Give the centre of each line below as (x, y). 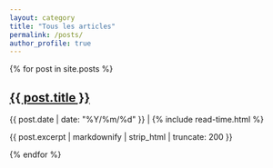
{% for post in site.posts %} (61, 69)
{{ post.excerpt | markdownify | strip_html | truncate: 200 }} (121, 137)
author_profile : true (51, 43)
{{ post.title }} (50, 98)
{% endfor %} (35, 154)
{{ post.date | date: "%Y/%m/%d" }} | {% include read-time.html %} (137, 120)
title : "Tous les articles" (63, 26)
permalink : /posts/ (46, 35)
